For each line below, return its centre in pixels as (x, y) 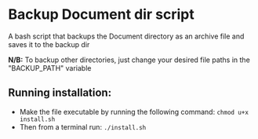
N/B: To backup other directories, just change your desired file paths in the (129, 60)
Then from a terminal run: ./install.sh (83, 126)
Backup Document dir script (101, 15)
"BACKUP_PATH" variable (50, 68)
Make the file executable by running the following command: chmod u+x (134, 112)
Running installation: (60, 93)
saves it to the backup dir (49, 44)
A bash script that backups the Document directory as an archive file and (126, 36)
